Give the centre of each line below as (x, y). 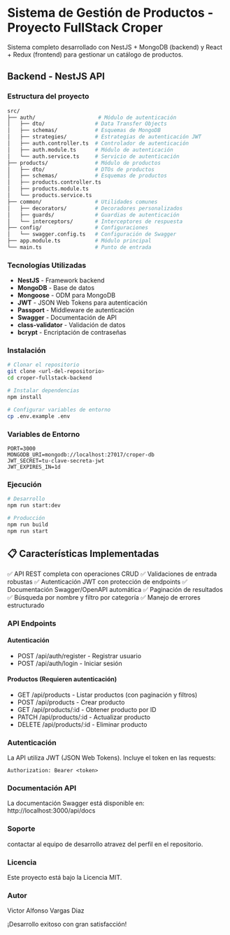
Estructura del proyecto (48, 96)
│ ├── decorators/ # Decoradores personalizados (95, 208)
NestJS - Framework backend (61, 280)
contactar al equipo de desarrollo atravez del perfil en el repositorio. (105, 844)
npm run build (28, 524)
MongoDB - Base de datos (56, 288)
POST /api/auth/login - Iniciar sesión (70, 663)
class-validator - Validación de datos (71, 325)
